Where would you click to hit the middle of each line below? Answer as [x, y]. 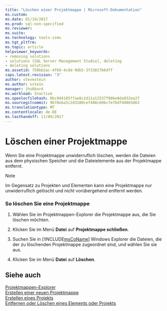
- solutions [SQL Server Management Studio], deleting [63, 61]
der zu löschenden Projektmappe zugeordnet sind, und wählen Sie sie [85, 244]
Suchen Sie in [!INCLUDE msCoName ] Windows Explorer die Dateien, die [87, 239]
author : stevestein [25, 79]
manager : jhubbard [24, 89]
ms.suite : [15, 33]
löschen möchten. [31, 219]
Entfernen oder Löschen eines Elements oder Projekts [61, 303]
